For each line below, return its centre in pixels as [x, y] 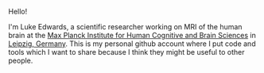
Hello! [18, 12]
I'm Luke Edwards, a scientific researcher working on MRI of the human [125, 27]
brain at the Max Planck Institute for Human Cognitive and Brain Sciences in [132, 35]
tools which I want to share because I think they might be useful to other [126, 52]
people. [21, 60]
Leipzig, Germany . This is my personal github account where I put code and [132, 44]
